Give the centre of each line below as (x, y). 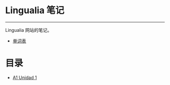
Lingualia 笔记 (35, 10)
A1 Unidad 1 (25, 77)
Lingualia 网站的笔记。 (29, 30)
